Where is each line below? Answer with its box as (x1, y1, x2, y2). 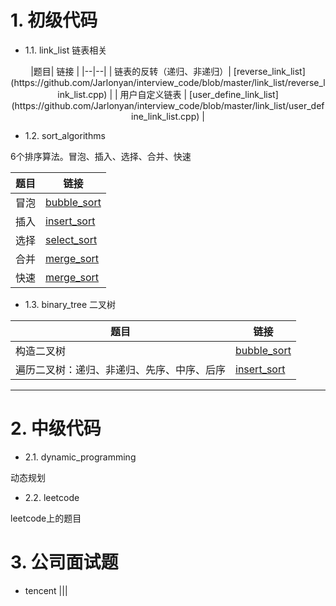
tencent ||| (24, 584, 68, 596)
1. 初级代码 (10, 9, 98, 32)
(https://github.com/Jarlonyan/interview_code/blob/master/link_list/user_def (11, 99, 325, 111)
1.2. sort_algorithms (24, 129, 106, 141)
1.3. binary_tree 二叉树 (24, 298, 117, 310)
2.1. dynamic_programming (24, 451, 137, 463)
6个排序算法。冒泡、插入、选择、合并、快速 (10, 150, 192, 162)
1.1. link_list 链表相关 (24, 44, 108, 56)
